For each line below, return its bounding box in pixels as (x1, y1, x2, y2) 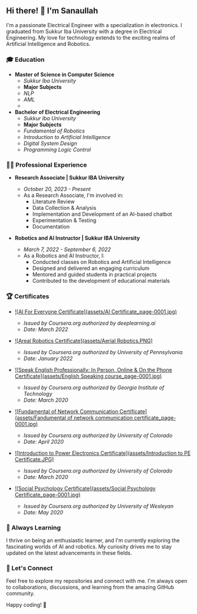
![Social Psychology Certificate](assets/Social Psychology (14, 484, 156, 492)
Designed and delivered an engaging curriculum (32, 265, 150, 272)
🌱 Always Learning (6, 523, 61, 532)
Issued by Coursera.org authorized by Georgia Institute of (23, 384, 165, 391)
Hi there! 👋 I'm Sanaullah (6, 6, 98, 16)
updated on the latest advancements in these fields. (6, 549, 133, 556)
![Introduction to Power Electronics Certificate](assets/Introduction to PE (14, 449, 191, 457)
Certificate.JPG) (14, 455, 54, 463)
